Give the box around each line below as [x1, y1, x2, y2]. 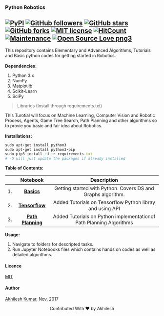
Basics [24, 188, 40, 195]
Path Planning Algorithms [75, 219, 133, 226]
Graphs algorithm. [83, 191, 125, 198]
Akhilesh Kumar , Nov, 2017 [5, 296, 59, 302]
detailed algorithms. [12, 252, 53, 258]
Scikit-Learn [12, 88, 37, 94]
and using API [88, 205, 121, 212]
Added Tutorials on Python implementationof [53, 213, 156, 220]
